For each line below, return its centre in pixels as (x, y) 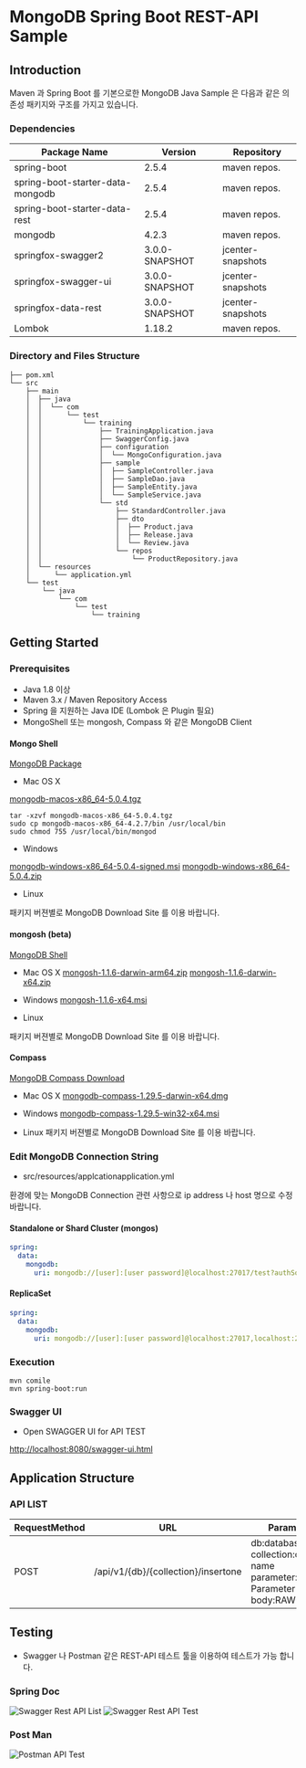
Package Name (74, 153)
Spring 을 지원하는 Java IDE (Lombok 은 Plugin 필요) (118, 710)
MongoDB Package (46, 763)
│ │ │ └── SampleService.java (114, 495)
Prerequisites (40, 668)
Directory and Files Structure (75, 356)
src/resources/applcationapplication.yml (98, 1176)
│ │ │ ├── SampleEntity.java (112, 487)
